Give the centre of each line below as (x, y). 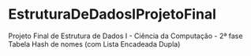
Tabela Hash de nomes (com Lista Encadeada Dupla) (94, 44)
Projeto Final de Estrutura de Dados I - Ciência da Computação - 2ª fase (126, 36)
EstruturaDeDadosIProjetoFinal (112, 14)
